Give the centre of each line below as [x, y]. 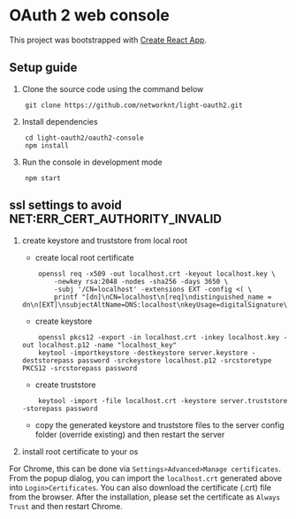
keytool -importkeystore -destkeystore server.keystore [143, 353]
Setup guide [43, 68]
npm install [47, 145]
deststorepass [48, 360]
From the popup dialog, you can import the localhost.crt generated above [146, 477]
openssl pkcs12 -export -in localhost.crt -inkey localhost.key [159, 337]
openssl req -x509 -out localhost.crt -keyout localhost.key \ [157, 274]
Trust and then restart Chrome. [66, 506]
